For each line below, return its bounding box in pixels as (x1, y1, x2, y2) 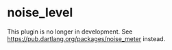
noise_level (7, 5, 73, 21)
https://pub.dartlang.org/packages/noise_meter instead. (7, 34, 166, 42)
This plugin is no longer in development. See (7, 27, 133, 36)
